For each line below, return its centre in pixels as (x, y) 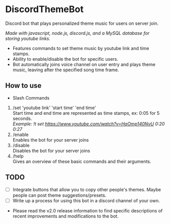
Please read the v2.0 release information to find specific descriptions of (88, 210)
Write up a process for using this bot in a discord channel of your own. (86, 200)
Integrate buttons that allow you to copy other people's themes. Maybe (87, 189)
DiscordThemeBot (44, 9)
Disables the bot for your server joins (51, 151)
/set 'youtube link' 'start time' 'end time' (54, 108)
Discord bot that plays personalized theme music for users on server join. (82, 23)
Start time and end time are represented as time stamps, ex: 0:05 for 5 (86, 113)
